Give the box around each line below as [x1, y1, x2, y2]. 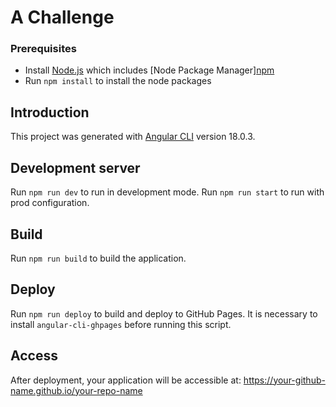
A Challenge [10, 6, 115, 29]
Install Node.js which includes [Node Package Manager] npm [24, 64, 275, 76]
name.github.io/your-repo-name [10, 384, 143, 396]
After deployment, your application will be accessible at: [10, 374, 242, 386]
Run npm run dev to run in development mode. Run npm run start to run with [10, 186, 325, 198]
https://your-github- [243, 374, 326, 386]
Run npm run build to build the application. [10, 252, 187, 264]
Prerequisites [10, 42, 77, 56]
